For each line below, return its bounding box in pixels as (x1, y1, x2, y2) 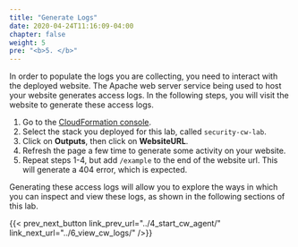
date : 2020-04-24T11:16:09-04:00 (9, 21, 134, 30)
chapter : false (9, 30, 66, 38)
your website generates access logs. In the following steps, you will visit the (9, 90, 289, 101)
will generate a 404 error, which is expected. (21, 165, 188, 175)
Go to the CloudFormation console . (21, 117, 152, 128)
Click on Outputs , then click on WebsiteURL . (21, 136, 189, 147)
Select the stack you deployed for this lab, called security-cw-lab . (21, 126, 267, 137)
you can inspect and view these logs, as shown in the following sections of (9, 192, 285, 202)
